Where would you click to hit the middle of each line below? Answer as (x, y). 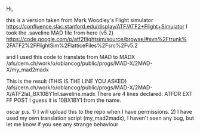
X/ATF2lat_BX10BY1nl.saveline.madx (51, 94)
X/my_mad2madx (27, 70)
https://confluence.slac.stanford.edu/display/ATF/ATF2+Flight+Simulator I (97, 27)
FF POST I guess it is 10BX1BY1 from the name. (64, 100)
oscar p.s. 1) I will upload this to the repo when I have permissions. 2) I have (99, 112)
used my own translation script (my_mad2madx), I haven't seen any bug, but (100, 118)
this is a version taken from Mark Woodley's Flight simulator (80, 20)
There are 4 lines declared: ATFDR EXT (144, 94)
